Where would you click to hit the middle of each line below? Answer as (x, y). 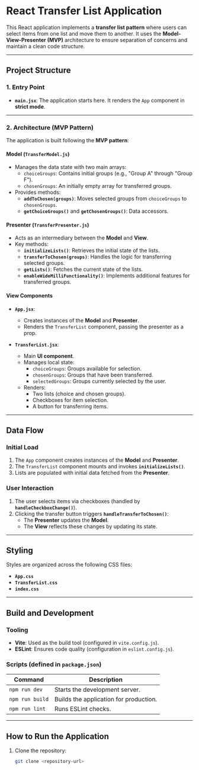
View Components (30, 295)
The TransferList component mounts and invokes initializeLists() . (100, 467)
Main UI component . (49, 356)
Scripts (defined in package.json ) (54, 664)
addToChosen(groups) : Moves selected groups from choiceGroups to (105, 199)
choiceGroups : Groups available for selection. (87, 368)
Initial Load (22, 447)
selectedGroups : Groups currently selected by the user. (99, 381)
